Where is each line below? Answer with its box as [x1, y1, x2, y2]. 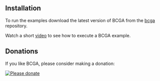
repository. [5, 23, 28, 29]
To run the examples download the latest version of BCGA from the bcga [5, 17, 155, 23]
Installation [5, 4, 41, 13]
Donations [5, 47, 39, 56]
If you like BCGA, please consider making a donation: [5, 60, 115, 66]
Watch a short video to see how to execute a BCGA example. [5, 32, 131, 38]
